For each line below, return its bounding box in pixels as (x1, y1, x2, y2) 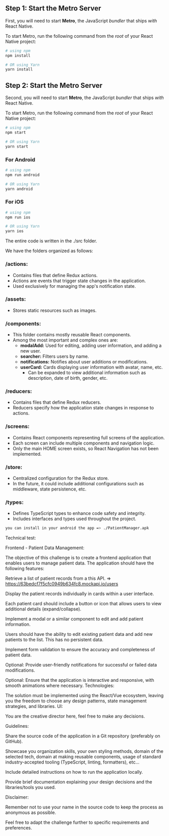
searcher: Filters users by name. (20, 353, 89, 359)
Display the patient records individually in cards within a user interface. (5, 591, 154, 597)
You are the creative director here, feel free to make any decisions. (5, 713, 145, 719)
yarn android (5, 186, 33, 191)
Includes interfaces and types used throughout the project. (12, 515, 136, 522)
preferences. (5, 825, 32, 831)
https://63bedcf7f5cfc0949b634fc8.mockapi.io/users (5, 581, 119, 587)
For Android (5, 156, 36, 163)
